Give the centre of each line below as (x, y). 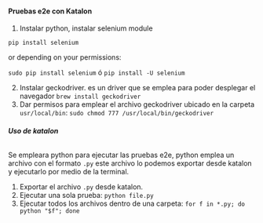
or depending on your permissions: (65, 57)
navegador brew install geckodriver (80, 96)
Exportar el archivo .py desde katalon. (81, 187)
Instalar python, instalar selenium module (86, 28)
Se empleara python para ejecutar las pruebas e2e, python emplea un (121, 155)
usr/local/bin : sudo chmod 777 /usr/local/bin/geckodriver (117, 113)
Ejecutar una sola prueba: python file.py (87, 196)
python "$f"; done (49, 211)
